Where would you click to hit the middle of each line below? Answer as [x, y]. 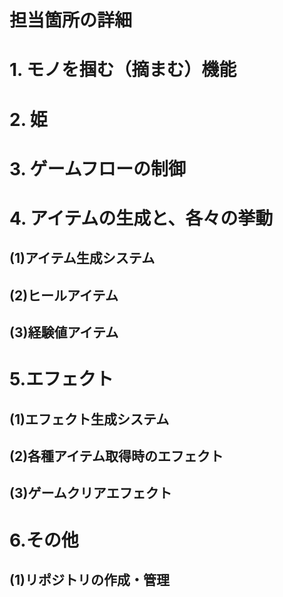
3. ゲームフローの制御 [98, 168]
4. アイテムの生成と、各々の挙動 [141, 218]
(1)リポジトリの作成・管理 [89, 580]
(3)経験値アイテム [64, 332]
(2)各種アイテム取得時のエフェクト [116, 456]
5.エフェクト [61, 379]
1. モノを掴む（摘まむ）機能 [123, 70]
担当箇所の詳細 [71, 20]
